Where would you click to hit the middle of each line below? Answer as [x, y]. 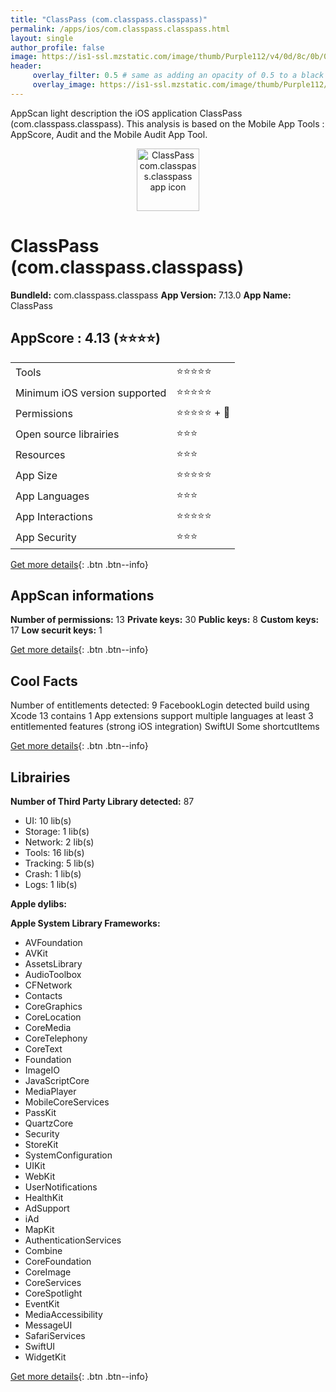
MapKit [39, 1229]
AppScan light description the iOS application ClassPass [126, 113]
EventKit [42, 1303]
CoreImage [48, 1272]
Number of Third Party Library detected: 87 [102, 801]
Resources [40, 454]
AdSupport [47, 1208]
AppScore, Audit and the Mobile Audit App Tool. [109, 134]
